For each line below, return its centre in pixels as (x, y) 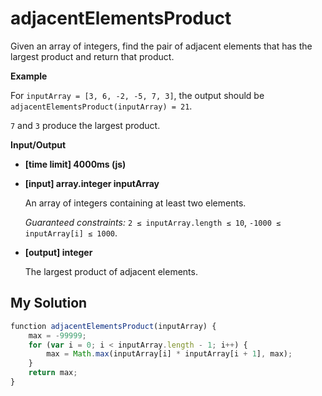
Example (29, 76)
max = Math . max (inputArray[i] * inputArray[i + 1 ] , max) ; (169, 354)
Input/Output (38, 144)
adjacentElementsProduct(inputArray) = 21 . (101, 106)
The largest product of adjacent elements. (111, 271)
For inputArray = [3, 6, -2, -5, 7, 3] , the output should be (137, 95)
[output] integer (58, 252)
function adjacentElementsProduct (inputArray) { (113, 326)
